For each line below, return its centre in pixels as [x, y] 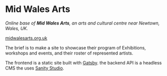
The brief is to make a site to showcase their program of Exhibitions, [76, 47]
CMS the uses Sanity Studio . [35, 68]
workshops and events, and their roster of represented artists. [69, 53]
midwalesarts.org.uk [26, 38]
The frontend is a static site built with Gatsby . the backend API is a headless [83, 62]
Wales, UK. [17, 28]
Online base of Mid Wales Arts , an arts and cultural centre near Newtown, [82, 23]
